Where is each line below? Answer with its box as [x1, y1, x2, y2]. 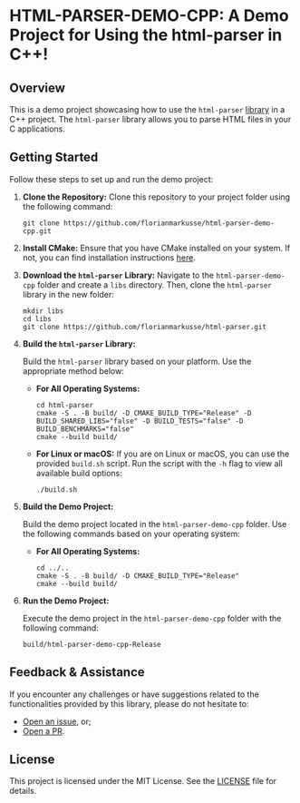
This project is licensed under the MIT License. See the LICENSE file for [9, 776, 277, 787]
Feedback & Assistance [9, 664, 145, 681]
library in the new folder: [22, 289, 115, 299]
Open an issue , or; [22, 716, 92, 727]
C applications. [9, 123, 66, 134]
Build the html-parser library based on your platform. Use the [22, 356, 252, 367]
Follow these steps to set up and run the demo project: [9, 173, 214, 184]
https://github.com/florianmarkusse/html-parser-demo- [63, 219, 275, 228]
